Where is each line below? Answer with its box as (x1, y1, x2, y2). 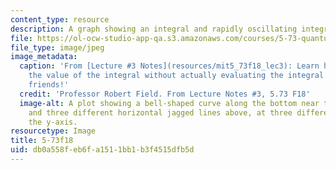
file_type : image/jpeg (10, 42, 105, 53)
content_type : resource (10, 14, 110, 25)
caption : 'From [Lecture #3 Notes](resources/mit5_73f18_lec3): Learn (19, 61, 320, 71)
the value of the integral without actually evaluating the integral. (28, 71, 329, 81)
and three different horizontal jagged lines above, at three (28, 107, 293, 118)
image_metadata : (10, 52, 78, 62)
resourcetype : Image (10, 126, 97, 136)
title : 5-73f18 (10, 136, 74, 146)
